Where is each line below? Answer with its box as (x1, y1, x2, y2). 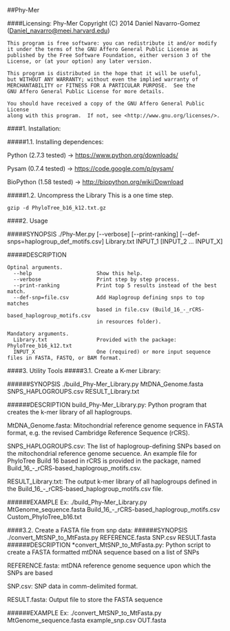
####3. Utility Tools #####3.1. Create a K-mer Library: (7, 367, 161, 374)
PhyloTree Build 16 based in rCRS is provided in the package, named (7, 457, 201, 465)
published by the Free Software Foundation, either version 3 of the (7, 52, 211, 59)
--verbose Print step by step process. (13, 276, 180, 283)
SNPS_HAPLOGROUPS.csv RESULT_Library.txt (7, 388, 140, 395)
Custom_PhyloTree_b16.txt (7, 513, 83, 521)
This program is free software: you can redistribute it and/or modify (7, 40, 217, 47)
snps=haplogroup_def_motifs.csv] (7, 237, 105, 246)
